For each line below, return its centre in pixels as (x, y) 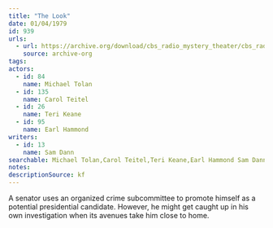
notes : (19, 168)
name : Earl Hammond (56, 129)
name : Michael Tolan (58, 84)
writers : (23, 137)
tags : (17, 62)
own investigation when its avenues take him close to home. (109, 215)
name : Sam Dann (49, 152)
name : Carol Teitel (56, 99)
